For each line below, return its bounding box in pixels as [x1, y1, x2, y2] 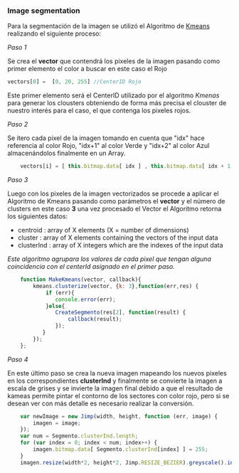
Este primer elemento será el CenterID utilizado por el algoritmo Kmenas [7, 91, 220, 100]
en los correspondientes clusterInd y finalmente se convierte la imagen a [7, 376, 223, 385]
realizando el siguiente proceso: [7, 29, 102, 38]
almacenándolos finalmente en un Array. [7, 149, 126, 158]
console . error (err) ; [55, 296, 116, 303]
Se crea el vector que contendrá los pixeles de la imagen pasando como [7, 57, 221, 65]
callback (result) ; [68, 316, 122, 323]
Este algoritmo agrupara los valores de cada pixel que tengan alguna [7, 255, 211, 263]
